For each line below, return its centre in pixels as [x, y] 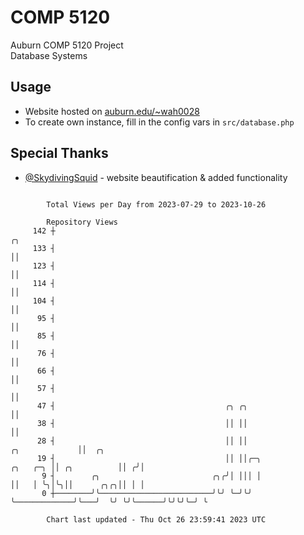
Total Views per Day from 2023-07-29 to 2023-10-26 [156, 204]
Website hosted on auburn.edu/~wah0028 [112, 111]
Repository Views [82, 222]
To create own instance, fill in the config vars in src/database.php [159, 122]
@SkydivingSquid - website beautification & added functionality [156, 177]
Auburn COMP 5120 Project [67, 45]
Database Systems [49, 55]
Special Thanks [59, 153]
